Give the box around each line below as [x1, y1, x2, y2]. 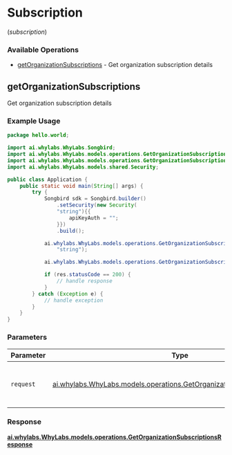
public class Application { [7, 176, 88, 183]
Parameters [7, 333, 47, 342]
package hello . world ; [7, 132, 70, 139]
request [10, 380, 36, 388]
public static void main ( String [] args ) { [19, 182, 144, 189]
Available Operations [7, 45, 79, 55]
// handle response [56, 278, 113, 284]
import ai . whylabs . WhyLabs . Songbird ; [7, 144, 116, 151]
